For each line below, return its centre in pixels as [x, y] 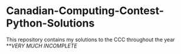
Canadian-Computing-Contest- [85, 11]
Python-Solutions [50, 23]
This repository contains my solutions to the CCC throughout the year [90, 39]
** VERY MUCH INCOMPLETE [42, 46]
